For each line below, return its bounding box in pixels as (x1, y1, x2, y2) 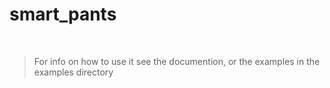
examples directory (33, 66, 114, 78)
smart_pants (9, 3, 117, 26)
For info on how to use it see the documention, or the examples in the (33, 55, 321, 67)
